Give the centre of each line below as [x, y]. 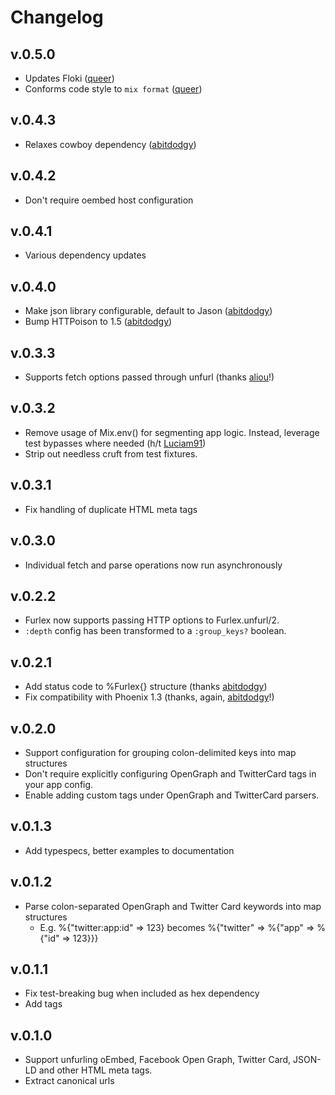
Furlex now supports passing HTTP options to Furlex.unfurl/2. [152, 620]
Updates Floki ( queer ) [69, 78]
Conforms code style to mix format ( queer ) [113, 89]
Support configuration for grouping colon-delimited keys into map [160, 752]
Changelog [57, 17]
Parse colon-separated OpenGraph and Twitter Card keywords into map [173, 906]
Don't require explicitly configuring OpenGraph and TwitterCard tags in [170, 773]
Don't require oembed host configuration [109, 200]
